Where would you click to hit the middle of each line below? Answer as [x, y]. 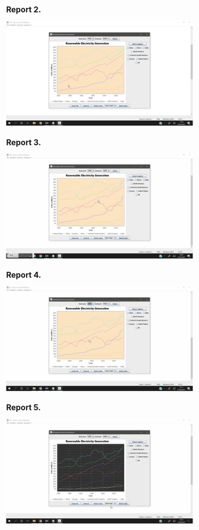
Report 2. [24, 10]
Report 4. [24, 275]
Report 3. [24, 142]
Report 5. [24, 408]
